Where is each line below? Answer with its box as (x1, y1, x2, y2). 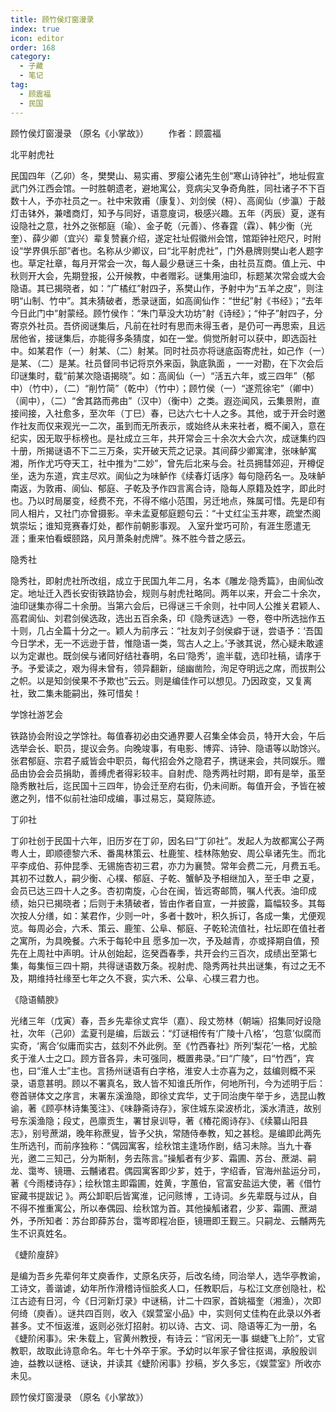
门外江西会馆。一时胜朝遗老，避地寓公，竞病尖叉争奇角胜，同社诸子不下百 (18, 182, 326, 194)
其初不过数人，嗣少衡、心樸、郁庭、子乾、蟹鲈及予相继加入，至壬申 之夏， (10, 872, 320, 884)
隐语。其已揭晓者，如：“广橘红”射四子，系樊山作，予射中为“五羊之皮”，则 (10, 282, 315, 294)
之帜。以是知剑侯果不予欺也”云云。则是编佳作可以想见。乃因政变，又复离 (10, 674, 313, 686)
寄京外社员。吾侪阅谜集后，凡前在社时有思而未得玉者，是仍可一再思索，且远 (10, 319, 326, 331)
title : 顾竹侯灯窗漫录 (10, 14, 95, 25)
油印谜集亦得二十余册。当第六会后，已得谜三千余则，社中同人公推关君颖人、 (10, 599, 326, 611)
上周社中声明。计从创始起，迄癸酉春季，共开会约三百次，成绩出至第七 (27, 947, 317, 959)
